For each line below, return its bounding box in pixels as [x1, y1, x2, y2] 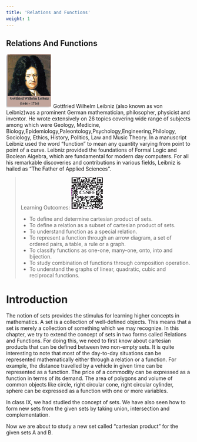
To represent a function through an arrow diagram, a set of [29, 234, 172, 241]
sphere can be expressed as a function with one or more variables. [6, 387, 169, 395]
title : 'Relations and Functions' [6, 9, 91, 15]
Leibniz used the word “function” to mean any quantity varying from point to [6, 140, 191, 148]
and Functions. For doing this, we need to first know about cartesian [6, 337, 172, 345]
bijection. [29, 253, 52, 260]
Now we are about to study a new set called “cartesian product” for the [6, 423, 178, 430]
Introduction [6, 293, 68, 306]
